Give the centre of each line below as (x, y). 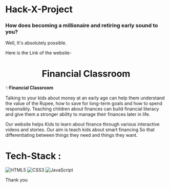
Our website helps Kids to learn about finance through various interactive (82, 124)
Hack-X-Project (39, 9)
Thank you (17, 180)
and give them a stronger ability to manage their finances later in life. (78, 114)
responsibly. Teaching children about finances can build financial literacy (82, 109)
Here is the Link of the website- (38, 53)
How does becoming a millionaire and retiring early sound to (82, 26)
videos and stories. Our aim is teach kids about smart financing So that (80, 130)
